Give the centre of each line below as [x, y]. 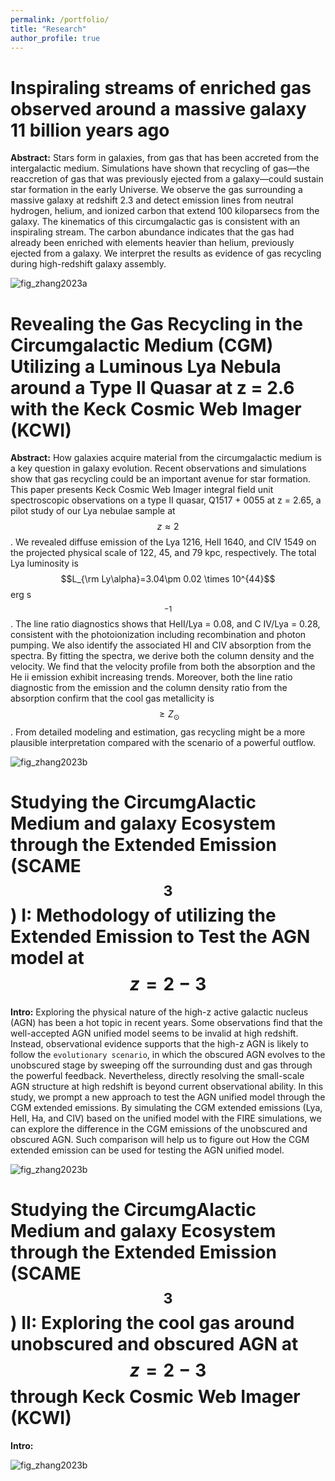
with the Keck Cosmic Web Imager [156, 408]
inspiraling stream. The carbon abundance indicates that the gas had [152, 232]
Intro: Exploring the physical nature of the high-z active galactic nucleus [159, 1012]
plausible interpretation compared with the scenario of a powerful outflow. [163, 743]
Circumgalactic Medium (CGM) [142, 345]
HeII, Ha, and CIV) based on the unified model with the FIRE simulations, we [166, 1118]
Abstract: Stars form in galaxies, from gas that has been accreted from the [165, 158]
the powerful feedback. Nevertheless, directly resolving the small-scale [157, 1075]
